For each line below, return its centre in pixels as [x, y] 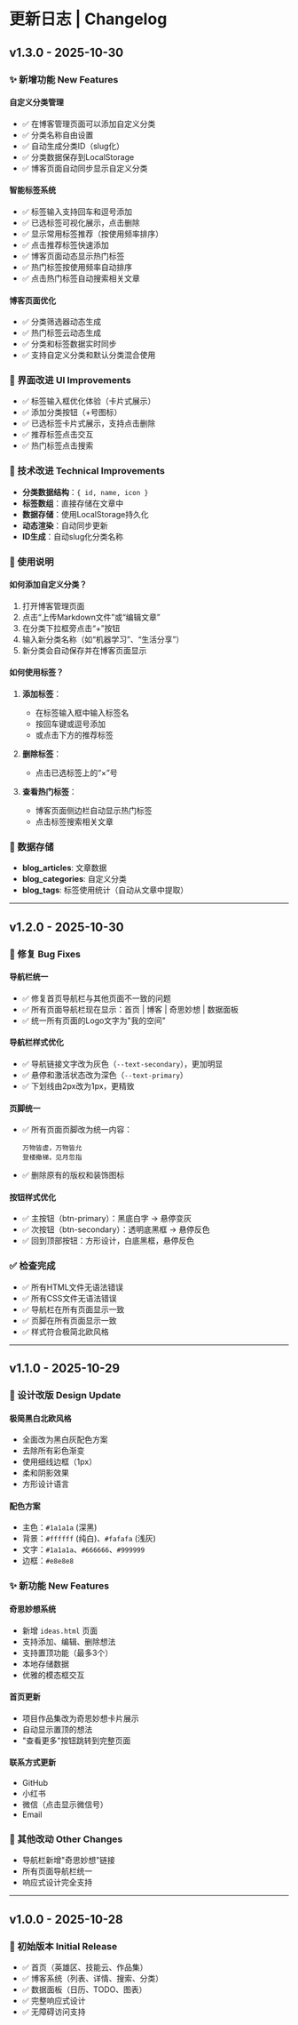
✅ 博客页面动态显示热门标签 [73, 256]
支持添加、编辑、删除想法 [69, 1641]
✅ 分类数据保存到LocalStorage [78, 156]
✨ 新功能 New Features [59, 1586]
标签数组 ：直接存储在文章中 [73, 503]
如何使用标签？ [36, 672]
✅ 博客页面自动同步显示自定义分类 [85, 168]
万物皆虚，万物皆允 [52, 1149]
